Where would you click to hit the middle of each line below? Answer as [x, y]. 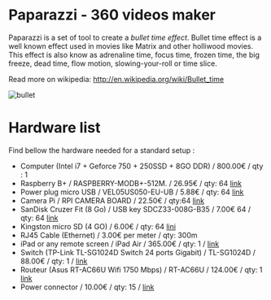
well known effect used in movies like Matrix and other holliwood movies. [131, 46]
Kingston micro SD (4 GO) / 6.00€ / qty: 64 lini [98, 226]
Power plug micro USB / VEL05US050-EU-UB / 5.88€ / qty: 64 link [132, 192]
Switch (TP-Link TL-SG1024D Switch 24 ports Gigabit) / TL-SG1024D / [138, 252]
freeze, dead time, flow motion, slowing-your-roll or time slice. [113, 63]
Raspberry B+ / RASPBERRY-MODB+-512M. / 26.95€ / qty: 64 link [131, 183]
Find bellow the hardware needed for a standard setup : [102, 150]
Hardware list [55, 128]
